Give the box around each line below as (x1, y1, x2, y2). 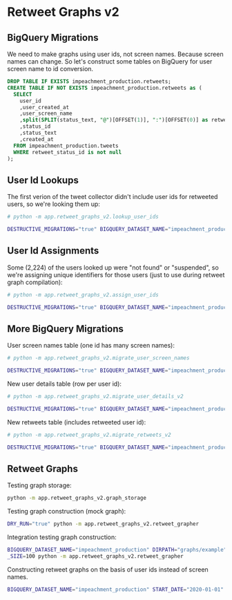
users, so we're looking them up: (7, 200, 100, 208)
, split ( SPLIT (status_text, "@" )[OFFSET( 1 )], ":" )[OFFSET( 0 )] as (19, 117, 209, 124)
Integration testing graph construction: (7, 533, 117, 541)
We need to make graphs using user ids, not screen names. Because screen (7, 50, 224, 58)
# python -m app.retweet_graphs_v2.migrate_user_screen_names (7, 355, 190, 362)
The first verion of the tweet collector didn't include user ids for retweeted (7, 193, 218, 201)
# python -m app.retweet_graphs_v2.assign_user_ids (7, 291, 159, 298)
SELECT (13, 91, 32, 97)
